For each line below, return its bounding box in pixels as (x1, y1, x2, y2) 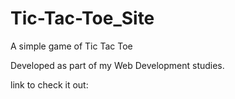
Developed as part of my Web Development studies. (10, 59, 225, 71)
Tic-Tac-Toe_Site (10, 7, 155, 30)
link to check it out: (10, 78, 89, 91)
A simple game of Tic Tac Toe (10, 40, 133, 52)
